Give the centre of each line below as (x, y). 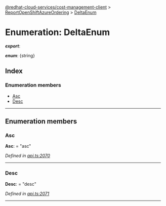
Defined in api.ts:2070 (28, 156)
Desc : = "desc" (21, 184)
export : (13, 46)
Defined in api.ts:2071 (27, 193)
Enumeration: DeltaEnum (58, 32)
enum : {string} (20, 55)
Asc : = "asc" (18, 146)
